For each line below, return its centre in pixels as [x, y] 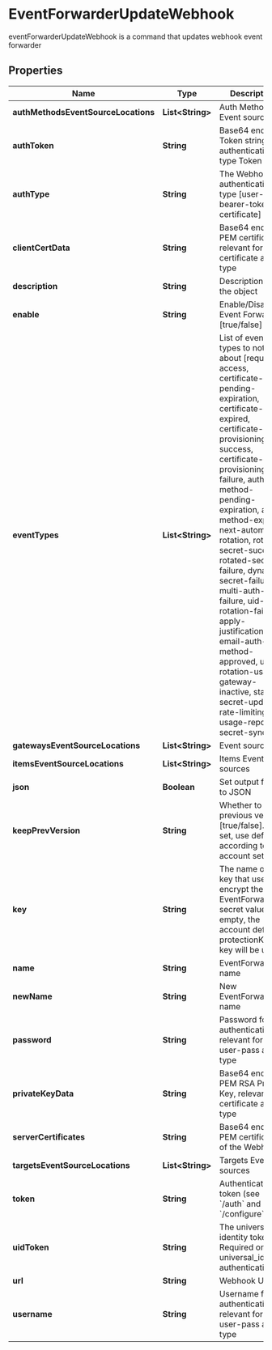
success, [236, 448]
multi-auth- [242, 590]
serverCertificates [49, 1136]
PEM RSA [237, 1083]
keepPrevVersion [47, 830]
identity [234, 1237]
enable [26, 314]
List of [231, 337]
